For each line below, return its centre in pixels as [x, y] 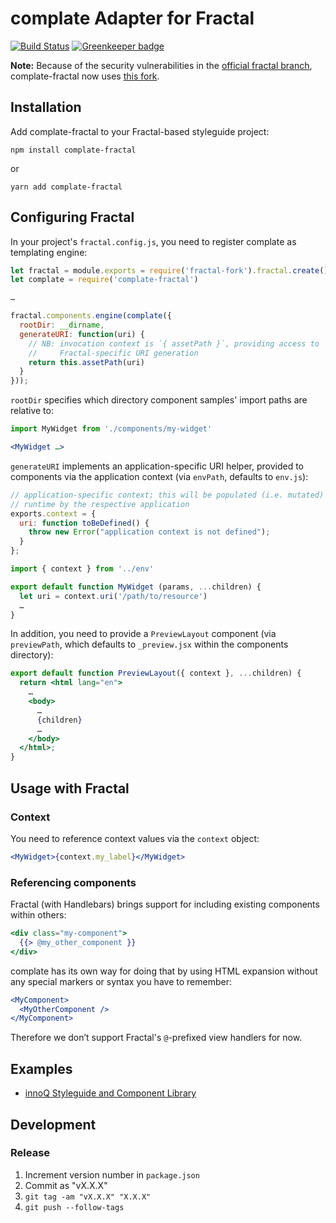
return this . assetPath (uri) [86, 362]
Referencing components [73, 882]
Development [53, 1124]
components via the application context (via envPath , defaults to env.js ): [159, 476]
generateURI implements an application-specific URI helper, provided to [157, 466]
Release [30, 1153]
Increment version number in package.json [112, 1174]
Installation [46, 107]
